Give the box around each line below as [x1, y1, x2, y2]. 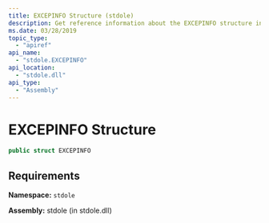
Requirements [8, 169, 80, 182]
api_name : [8, 49, 42, 57]
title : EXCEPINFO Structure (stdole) [8, 11, 134, 20]
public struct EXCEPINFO [8, 147, 91, 155]
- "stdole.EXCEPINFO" [15, 57, 88, 65]
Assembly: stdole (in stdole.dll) [8, 205, 112, 215]
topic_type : [8, 34, 48, 42]
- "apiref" [15, 42, 52, 50]
